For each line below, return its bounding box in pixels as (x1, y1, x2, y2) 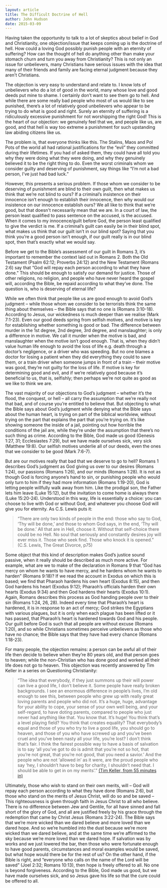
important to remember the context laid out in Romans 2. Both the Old (5, 254, 148, 260)
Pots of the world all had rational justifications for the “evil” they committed (5, 144, 159, 150)
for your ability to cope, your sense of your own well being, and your (17, 704, 158, 710)
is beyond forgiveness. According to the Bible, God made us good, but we (5, 868, 157, 874)
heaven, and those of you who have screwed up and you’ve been (17, 730, 152, 737)
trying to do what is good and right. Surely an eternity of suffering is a (5, 108, 149, 114)
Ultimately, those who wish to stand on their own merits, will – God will (5, 783, 150, 789)
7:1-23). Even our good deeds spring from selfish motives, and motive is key (5, 317, 162, 323)
